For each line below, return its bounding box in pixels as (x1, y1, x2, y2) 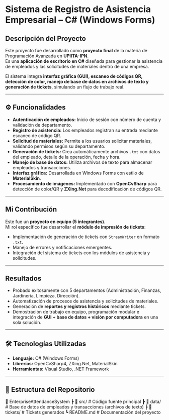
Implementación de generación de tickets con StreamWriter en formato (12, 234, 160, 240)
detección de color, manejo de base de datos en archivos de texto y (5, 79, 149, 84)
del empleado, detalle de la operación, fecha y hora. (12, 154, 121, 160)
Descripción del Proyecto (5, 34, 87, 43)
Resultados (5, 274, 42, 283)
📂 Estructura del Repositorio (5, 385, 95, 394)
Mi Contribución (5, 205, 57, 214)
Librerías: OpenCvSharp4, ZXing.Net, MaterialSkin (12, 361, 118, 367)
